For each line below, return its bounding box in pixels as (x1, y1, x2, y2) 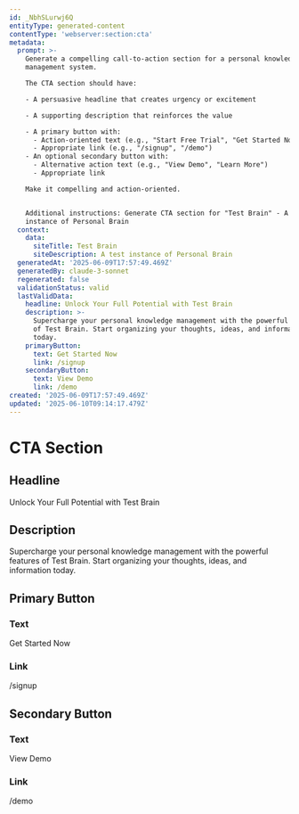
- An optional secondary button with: (25, 152, 169, 161)
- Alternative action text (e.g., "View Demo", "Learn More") (32, 160, 269, 169)
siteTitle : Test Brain (32, 242, 117, 251)
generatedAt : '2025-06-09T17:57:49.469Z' (17, 259, 174, 267)
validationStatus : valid (17, 283, 109, 292)
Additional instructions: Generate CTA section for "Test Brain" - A (25, 209, 289, 218)
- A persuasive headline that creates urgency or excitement (25, 95, 256, 103)
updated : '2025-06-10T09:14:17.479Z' (9, 399, 149, 408)
